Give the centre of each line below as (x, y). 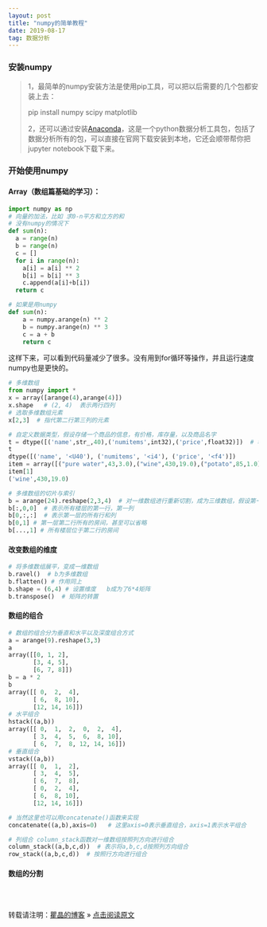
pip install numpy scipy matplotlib (82, 112)
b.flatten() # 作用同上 (45, 582)
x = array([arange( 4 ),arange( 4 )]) (66, 398)
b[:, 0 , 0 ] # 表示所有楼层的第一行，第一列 (71, 508)
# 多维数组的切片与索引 (42, 493)
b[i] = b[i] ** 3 (51, 276)
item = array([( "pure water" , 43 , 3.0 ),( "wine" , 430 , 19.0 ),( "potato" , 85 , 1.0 (133, 464)
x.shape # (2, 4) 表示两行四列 (62, 406)
